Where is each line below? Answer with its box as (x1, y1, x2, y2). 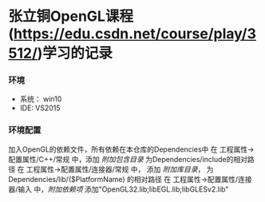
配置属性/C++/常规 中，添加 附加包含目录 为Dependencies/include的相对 (8, 154, 247, 164)
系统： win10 (19, 94, 62, 104)
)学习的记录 (37, 45, 113, 62)
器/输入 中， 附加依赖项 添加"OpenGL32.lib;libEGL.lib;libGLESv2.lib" (8, 184, 229, 194)
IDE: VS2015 (19, 103, 61, 113)
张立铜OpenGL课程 (8, 7, 134, 26)
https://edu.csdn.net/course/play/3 (13, 25, 257, 43)
